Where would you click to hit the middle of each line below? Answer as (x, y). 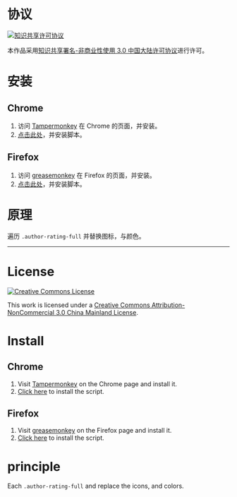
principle (34, 466)
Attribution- (168, 305)
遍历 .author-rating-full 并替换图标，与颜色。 (76, 236)
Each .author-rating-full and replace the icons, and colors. (96, 486)
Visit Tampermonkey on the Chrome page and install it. (97, 384)
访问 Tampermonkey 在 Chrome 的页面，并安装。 (89, 126)
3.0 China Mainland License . (97, 312)
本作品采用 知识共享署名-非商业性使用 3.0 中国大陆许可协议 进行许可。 (108, 50)
